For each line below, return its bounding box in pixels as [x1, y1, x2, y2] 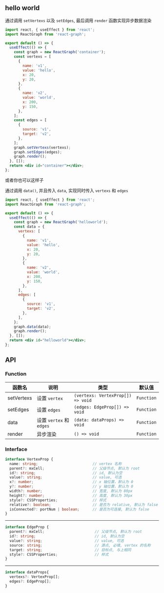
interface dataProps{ [5, 570, 49, 575]
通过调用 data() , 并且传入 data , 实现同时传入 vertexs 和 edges [5, 188, 128, 193]
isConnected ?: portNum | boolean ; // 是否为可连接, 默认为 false [9, 507, 150, 512]
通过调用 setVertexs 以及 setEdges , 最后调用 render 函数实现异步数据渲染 [5, 17, 152, 23]
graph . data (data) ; [14, 324, 51, 329]
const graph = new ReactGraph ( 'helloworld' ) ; [14, 220, 108, 225]
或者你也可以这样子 [5, 177, 44, 183]
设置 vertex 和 [36, 417, 69, 424]
